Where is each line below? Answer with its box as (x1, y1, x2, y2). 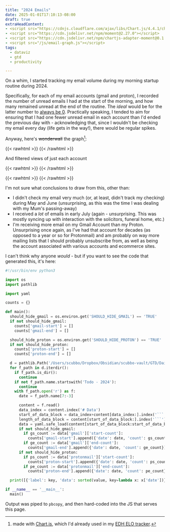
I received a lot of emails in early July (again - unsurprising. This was (12, 211, 157, 217)
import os (5, 277, 26, 282)
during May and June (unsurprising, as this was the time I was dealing (12, 200, 159, 206)
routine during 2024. (5, 83, 48, 89)
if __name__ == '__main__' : (5, 487, 65, 492)
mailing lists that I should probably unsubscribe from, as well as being (12, 238, 158, 244)
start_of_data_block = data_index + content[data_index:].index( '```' (18, 412, 166, 417)
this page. (5, 506, 26, 512)
